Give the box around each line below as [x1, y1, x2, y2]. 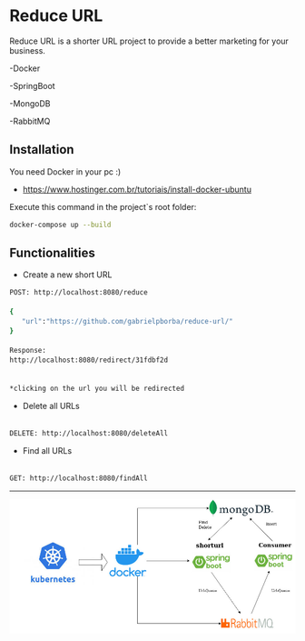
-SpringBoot [9, 80, 56, 91]
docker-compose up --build [9, 220, 112, 229]
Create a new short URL [22, 269, 113, 280]
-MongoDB [9, 97, 51, 109]
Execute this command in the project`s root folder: [9, 201, 197, 212]
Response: [9, 346, 47, 355]
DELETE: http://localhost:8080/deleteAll [9, 428, 169, 437]
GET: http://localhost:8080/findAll [9, 474, 148, 483]
